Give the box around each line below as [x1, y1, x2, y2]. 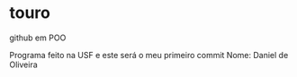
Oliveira [9, 59, 38, 70]
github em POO [9, 32, 67, 43]
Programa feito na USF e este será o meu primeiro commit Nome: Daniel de [9, 49, 289, 60]
